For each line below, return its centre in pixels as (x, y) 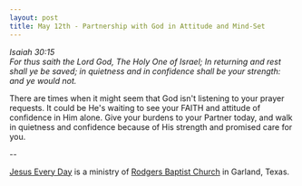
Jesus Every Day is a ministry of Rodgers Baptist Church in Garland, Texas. (150, 172)
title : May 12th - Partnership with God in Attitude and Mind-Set (137, 26)
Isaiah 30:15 (32, 51)
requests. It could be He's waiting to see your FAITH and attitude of (135, 107)
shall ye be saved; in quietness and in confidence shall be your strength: (145, 71)
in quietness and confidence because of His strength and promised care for (151, 126)
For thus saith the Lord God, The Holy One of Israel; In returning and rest (145, 61)
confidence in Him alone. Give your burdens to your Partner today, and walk (151, 117)
